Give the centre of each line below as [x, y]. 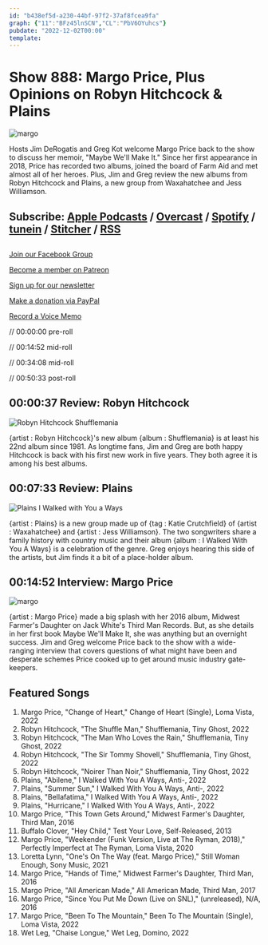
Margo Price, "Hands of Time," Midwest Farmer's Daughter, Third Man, [137, 874]
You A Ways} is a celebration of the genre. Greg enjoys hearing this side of [132, 549]
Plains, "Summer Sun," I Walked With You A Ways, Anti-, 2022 [122, 788]
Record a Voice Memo [45, 316]
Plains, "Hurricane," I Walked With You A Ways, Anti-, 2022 [117, 806]
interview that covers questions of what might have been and [137, 651]
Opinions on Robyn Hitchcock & [116, 95]
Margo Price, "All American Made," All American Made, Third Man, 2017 [138, 891]
